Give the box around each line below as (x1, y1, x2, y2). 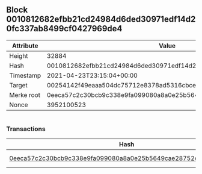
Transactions (6, 125, 46, 133)
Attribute (11, 42, 38, 50)
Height (9, 51, 28, 60)
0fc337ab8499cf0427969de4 (6, 23, 123, 34)
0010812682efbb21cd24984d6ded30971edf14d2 (6, 14, 196, 25)
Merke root (9, 90, 41, 99)
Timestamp (9, 71, 41, 79)
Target (9, 81, 28, 89)
